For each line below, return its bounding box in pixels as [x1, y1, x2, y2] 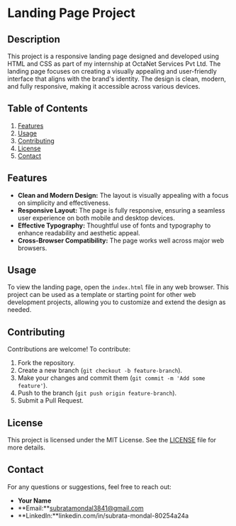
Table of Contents [7, 103, 89, 115]
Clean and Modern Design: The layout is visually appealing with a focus [17, 191, 229, 199]
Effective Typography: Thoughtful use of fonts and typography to [17, 221, 211, 230]
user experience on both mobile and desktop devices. [17, 213, 175, 222]
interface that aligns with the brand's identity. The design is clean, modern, [7, 74, 227, 83]
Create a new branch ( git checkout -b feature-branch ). [17, 366, 183, 375]
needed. [7, 306, 32, 314]
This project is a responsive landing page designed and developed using [7, 52, 220, 60]
